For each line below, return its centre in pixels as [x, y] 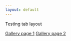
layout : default [22, 10]
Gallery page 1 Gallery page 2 [35, 33]
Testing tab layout [24, 24]
